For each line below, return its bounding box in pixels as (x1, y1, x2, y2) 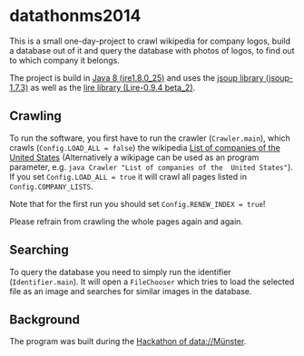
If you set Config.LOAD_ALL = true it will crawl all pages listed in (9, 171, 248, 182)
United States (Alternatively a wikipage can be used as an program (9, 152, 260, 163)
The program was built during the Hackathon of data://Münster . (9, 336, 247, 347)
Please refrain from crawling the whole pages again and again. (9, 215, 243, 227)
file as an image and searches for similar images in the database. (9, 285, 252, 296)
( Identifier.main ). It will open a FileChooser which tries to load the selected (9, 276, 295, 287)
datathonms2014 (9, 5, 142, 26)
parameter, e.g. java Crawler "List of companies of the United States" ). (9, 161, 293, 173)
